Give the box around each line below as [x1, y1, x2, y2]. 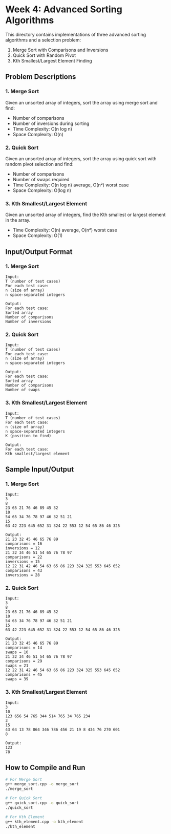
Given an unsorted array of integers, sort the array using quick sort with [5, 155, 157, 162]
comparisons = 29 [5, 659, 42, 664]
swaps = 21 [5, 663, 29, 669]
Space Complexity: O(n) [12, 131, 64, 137]
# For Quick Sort [5, 796, 42, 801]
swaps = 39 [5, 677, 29, 682]
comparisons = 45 [5, 672, 42, 677]
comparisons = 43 [5, 568, 42, 573]
